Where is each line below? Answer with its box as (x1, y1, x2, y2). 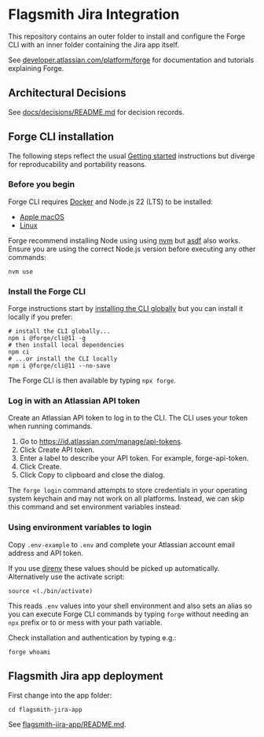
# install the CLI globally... (8, 328, 111, 335)
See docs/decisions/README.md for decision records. (8, 107, 185, 117)
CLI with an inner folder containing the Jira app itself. (8, 39, 179, 49)
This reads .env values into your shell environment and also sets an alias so (8, 601, 253, 610)
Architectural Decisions (8, 87, 126, 100)
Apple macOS (19, 212, 64, 221)
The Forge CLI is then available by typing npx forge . (8, 376, 177, 385)
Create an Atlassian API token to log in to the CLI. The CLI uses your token (8, 413, 248, 423)
